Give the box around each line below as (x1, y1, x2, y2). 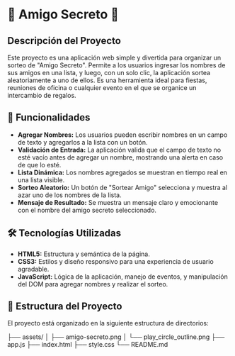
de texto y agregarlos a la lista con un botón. (17, 138, 148, 146)
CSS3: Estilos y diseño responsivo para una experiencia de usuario (17, 257, 214, 265)
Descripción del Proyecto (7, 35, 122, 47)
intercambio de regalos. (7, 91, 76, 99)
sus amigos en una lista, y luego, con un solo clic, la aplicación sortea (7, 69, 211, 77)
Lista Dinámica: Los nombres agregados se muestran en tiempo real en (17, 168, 228, 177)
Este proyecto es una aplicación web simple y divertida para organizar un (7, 53, 222, 62)
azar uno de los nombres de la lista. (17, 191, 122, 199)
